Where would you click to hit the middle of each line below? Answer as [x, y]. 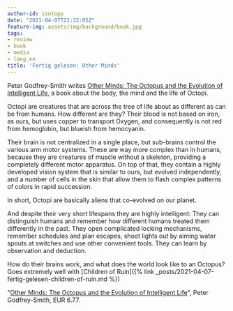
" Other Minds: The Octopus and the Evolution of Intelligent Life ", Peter [108, 292]
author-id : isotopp [36, 14]
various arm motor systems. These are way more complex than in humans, [114, 149]
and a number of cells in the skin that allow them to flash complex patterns [114, 179]
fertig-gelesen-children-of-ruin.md [58, 279]
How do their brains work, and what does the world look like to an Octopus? [116, 264]
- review [20, 40]
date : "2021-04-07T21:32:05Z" [51, 20]
